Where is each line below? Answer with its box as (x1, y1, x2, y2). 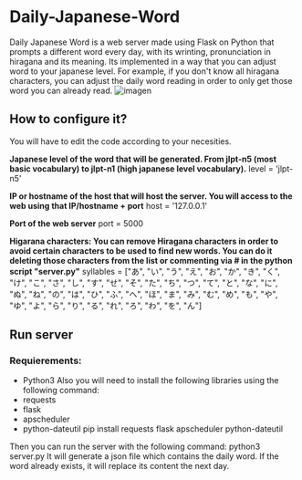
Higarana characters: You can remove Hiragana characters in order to (9, 235, 278, 246)
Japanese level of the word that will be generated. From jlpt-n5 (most (9, 153, 276, 164)
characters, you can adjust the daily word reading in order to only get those (9, 75, 293, 86)
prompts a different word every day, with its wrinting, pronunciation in (9, 46, 271, 57)
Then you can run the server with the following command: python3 (9, 441, 261, 453)
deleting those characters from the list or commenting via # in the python (9, 255, 293, 266)
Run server (9, 327, 74, 343)
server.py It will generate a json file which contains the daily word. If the (9, 451, 280, 462)
